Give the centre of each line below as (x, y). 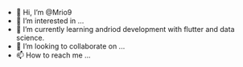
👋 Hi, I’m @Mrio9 (44, 12)
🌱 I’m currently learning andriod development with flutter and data (125, 29)
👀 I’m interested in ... (50, 21)
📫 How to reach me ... (53, 55)
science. (30, 37)
